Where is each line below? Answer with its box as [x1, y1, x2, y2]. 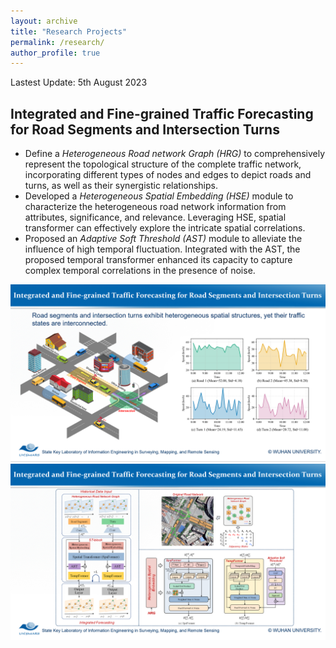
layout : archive [10, 16, 78, 26]
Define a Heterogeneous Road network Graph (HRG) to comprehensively [24, 148, 326, 160]
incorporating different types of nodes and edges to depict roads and [24, 169, 312, 181]
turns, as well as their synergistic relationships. [24, 180, 219, 192]
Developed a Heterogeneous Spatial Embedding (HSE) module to [24, 190, 294, 202]
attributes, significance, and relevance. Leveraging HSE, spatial [24, 211, 287, 224]
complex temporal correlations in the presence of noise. [24, 265, 256, 277]
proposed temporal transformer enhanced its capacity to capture [24, 254, 293, 266]
